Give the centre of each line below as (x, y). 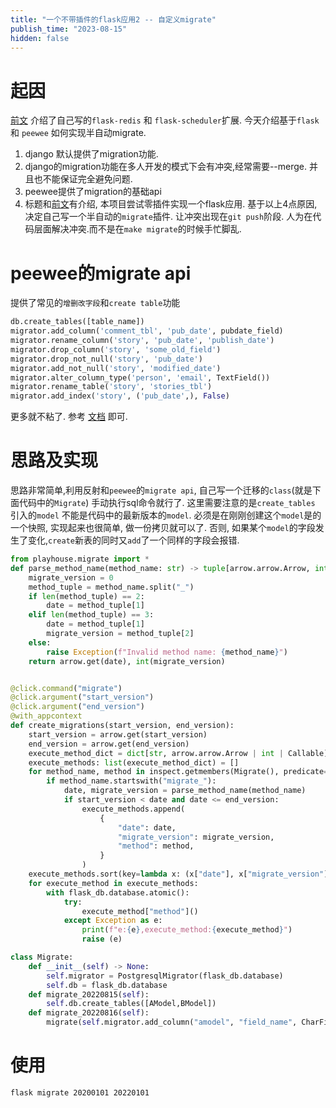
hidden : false (40, 38)
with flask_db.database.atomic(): (118, 892)
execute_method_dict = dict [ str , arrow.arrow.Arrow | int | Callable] (178, 753)
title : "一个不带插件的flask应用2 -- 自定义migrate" (113, 19)
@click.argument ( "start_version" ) (82, 697)
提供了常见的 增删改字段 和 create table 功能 (95, 303)
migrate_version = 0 (71, 577)
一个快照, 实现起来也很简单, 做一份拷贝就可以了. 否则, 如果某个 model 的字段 (163, 528)
